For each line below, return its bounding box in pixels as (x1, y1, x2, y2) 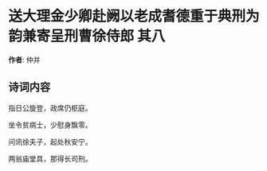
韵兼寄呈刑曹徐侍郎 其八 (8, 27, 166, 45)
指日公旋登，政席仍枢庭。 (8, 103, 92, 112)
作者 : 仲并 (8, 55, 41, 64)
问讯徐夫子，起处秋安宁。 (8, 137, 92, 146)
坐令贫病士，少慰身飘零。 (8, 120, 92, 130)
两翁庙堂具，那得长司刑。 (8, 154, 92, 163)
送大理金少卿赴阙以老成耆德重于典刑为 (8, 7, 261, 25)
